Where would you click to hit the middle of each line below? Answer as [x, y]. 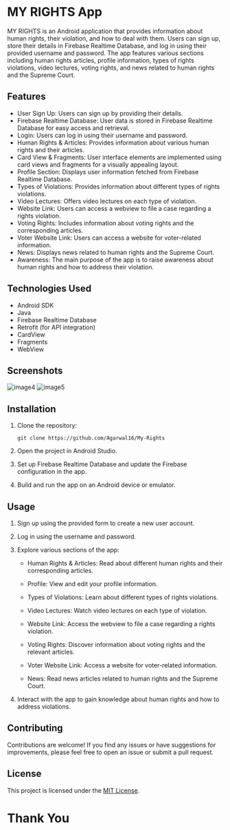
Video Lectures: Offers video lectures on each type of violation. [107, 201]
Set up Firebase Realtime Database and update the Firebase [102, 464]
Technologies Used [49, 289]
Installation [32, 409]
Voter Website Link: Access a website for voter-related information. [122, 665]
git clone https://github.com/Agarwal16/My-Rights [91, 438]
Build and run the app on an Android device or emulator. [96, 485]
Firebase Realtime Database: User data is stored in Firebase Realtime [115, 121]
